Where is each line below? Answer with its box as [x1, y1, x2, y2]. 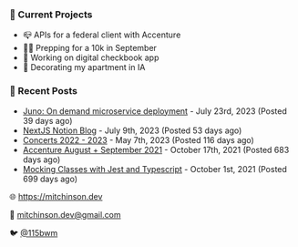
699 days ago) [22, 173, 77, 184]
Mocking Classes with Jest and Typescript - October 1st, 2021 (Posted [22, 163, 287, 174]
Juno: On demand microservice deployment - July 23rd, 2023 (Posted [22, 105, 287, 117]
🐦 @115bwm [9, 227, 58, 238]
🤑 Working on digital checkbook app [22, 52, 159, 63]
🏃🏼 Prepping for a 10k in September [22, 43, 158, 54]
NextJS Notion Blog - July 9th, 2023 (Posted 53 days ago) [22, 125, 242, 136]
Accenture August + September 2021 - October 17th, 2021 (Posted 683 [22, 144, 290, 155]
